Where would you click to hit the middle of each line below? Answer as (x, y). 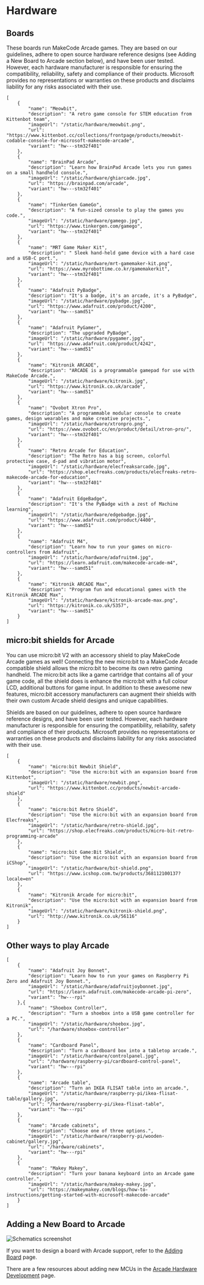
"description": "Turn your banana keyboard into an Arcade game (111, 1173)
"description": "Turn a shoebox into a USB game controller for (111, 1013)
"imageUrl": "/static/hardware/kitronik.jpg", (88, 381)
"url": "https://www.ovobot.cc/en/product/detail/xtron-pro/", (110, 429)
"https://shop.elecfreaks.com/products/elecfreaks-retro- (122, 472)
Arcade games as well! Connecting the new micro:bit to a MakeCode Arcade (102, 661)
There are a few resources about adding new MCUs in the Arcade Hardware (102, 1269)
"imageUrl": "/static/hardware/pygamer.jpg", (87, 338)
